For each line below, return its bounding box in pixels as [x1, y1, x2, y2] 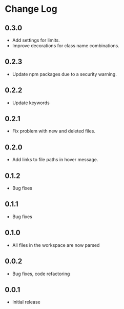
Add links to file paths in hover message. [12, 157, 98, 163]
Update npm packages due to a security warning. [12, 71, 117, 77]
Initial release [12, 299, 40, 305]
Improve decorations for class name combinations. [12, 43, 120, 49]
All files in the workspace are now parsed [12, 242, 100, 248]
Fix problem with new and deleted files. [12, 128, 96, 134]
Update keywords [12, 100, 50, 106]
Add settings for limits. [12, 37, 60, 43]
